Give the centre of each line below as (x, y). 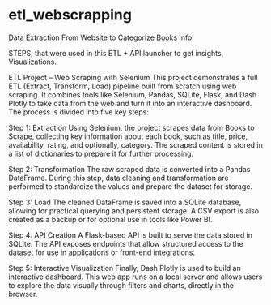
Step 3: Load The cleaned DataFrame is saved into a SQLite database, (125, 202)
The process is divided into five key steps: (79, 112)
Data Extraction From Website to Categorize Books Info (100, 37)
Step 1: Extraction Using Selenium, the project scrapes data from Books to (131, 127)
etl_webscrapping (70, 15)
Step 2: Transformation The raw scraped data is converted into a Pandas (129, 169)
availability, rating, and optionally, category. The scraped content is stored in (135, 144)
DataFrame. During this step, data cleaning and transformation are (119, 178)
